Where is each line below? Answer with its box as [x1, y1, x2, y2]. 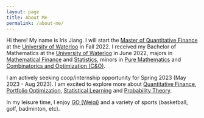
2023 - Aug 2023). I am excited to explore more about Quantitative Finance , [6, 80, 197, 88]
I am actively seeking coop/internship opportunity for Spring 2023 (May [6, 74, 187, 82]
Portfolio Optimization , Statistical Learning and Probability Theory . [6, 87, 172, 94]
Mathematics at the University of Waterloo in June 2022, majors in [6, 50, 173, 57]
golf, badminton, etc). [6, 105, 60, 113]
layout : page [6, 8, 40, 15]
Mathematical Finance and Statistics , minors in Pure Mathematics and [6, 56, 181, 64]
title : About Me [6, 15, 47, 21]
